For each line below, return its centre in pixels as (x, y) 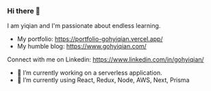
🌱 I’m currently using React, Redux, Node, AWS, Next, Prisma (103, 80)
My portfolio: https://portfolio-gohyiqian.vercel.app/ (90, 39)
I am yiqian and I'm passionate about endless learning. (84, 26)
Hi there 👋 (24, 11)
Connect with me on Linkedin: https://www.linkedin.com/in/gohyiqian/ (105, 60)
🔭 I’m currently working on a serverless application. (89, 73)
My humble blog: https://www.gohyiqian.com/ (82, 47)
